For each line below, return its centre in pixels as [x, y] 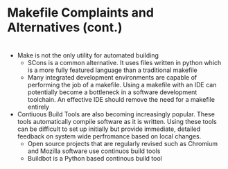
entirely [38, 107]
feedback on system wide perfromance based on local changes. [109, 136]
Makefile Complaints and [81, 13]
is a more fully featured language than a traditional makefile [112, 70]
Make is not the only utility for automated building [88, 55]
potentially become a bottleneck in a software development [112, 92]
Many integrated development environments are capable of [112, 78]
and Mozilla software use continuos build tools [94, 151]
